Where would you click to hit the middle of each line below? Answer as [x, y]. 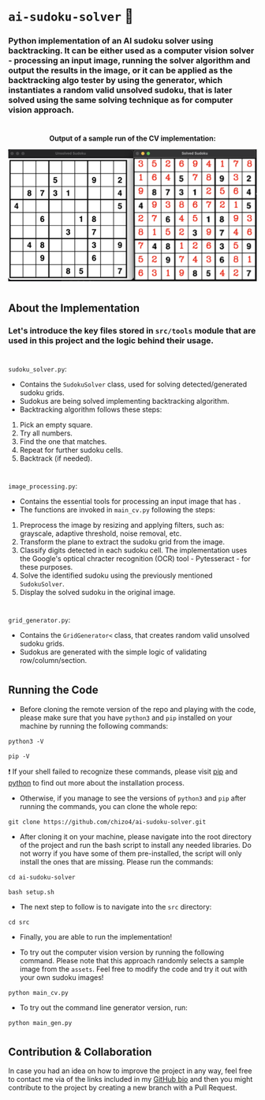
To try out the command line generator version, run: [103, 1008]
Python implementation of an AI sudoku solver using [111, 41]
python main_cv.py [38, 993]
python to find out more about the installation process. [97, 782]
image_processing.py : [43, 486]
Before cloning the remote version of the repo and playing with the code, [138, 709]
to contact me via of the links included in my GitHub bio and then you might [131, 1079]
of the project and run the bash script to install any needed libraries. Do [136, 845]
